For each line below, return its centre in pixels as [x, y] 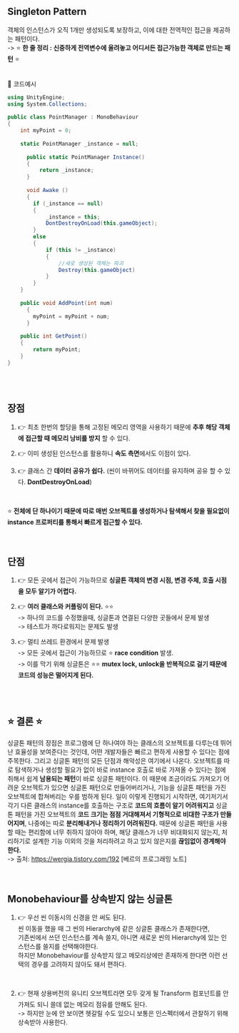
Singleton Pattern [47, 12]
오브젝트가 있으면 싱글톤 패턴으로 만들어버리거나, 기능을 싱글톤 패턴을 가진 [123, 787]
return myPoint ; [57, 350]
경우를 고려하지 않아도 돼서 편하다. [79, 964]
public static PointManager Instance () [85, 157]
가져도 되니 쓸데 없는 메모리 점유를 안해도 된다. [82, 1004]
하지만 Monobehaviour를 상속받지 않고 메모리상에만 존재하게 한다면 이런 [119, 955]
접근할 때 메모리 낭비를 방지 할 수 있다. [77, 438]
